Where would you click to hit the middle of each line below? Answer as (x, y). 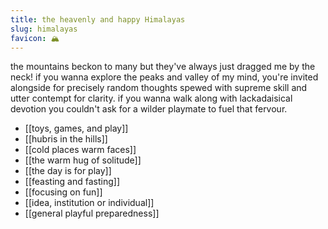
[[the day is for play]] (68, 171)
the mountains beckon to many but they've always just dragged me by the (163, 67)
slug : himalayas (44, 29)
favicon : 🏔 (35, 38)
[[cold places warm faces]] (80, 150)
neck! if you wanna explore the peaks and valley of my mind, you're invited (164, 77)
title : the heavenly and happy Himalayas (98, 19)
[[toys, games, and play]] (76, 128)
